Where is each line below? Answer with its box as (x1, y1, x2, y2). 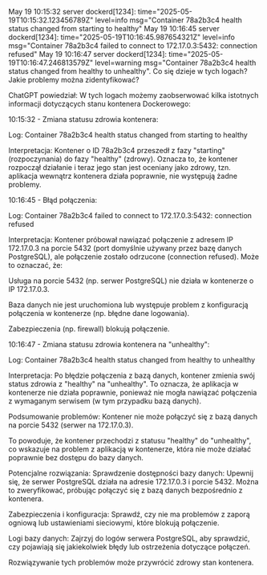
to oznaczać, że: (8, 261, 63, 269)
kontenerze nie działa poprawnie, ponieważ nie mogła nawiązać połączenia (8, 388, 257, 397)
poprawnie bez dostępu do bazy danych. (8, 453, 144, 462)
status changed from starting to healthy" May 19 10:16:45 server (8, 24, 220, 33)
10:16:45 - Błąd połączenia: (8, 196, 98, 204)
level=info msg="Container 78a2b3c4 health (95, 15, 243, 25)
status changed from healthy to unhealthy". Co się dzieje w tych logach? (8, 67, 248, 75)
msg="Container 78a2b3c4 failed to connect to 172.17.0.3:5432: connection (8, 41, 258, 51)
